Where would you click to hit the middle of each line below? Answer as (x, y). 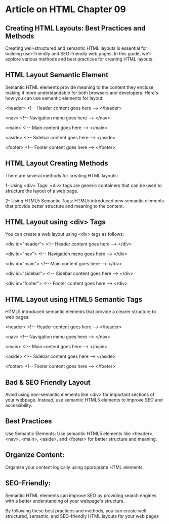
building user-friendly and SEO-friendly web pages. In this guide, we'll (78, 54)
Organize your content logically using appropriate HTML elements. (75, 467)
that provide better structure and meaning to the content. (65, 206)
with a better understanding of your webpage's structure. (65, 501)
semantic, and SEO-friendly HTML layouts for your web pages (94, 516)
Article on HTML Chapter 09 (66, 9)
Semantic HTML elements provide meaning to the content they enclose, (80, 87)
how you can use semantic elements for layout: (54, 98)
